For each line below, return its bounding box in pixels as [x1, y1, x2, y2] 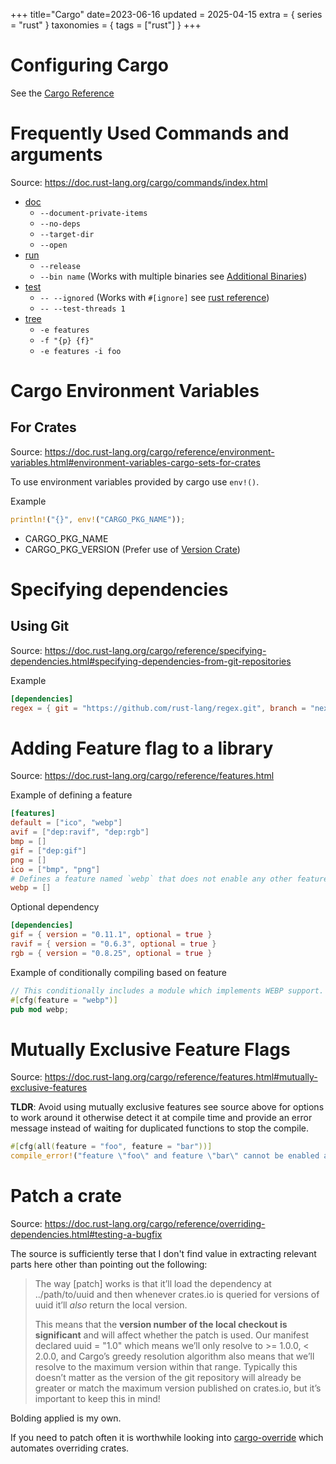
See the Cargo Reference [10, 87, 115, 99]
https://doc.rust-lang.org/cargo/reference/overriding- [44, 1218, 266, 1230]
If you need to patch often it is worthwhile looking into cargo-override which [10, 1432, 324, 1444]
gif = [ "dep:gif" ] [10, 845, 87, 856]
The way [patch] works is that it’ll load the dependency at [34, 1278, 272, 1290]
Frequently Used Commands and [10, 122, 290, 145]
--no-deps [39, 219, 82, 229]
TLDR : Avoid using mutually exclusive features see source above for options [10, 1101, 325, 1113]
